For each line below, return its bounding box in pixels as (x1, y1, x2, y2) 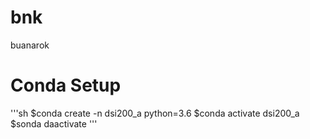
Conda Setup (10, 74, 122, 97)
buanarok (10, 39, 50, 51)
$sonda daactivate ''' (10, 117, 98, 130)
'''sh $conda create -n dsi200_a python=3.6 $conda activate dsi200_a (10, 107, 300, 119)
